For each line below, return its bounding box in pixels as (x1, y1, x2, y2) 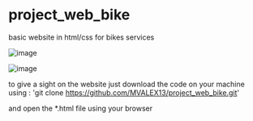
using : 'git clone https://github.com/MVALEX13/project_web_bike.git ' (8, 87, 240, 98)
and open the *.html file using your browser (8, 103, 152, 113)
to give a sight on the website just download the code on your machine (8, 79, 245, 89)
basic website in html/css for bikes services (8, 32, 155, 42)
